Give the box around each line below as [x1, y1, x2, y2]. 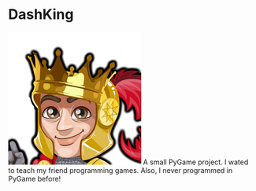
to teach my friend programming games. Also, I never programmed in [8, 165, 233, 174]
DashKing [8, 6, 74, 24]
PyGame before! [8, 174, 61, 183]
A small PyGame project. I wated [143, 157, 249, 167]
